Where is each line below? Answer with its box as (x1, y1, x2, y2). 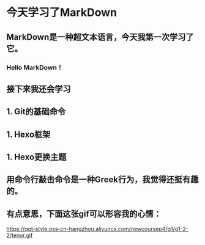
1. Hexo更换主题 (6, 152, 67, 163)
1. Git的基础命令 (6, 106, 66, 117)
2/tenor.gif (6, 232, 33, 239)
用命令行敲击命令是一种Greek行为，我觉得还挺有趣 (6, 175, 199, 185)
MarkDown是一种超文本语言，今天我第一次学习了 (6, 32, 194, 42)
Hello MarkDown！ (6, 63, 63, 71)
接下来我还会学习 (6, 84, 71, 94)
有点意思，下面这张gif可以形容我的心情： (6, 208, 162, 219)
